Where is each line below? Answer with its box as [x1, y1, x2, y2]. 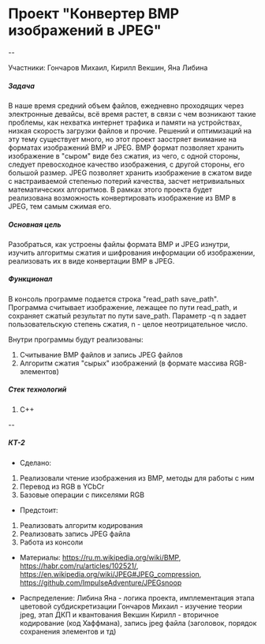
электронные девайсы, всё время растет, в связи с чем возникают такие [8, 109, 256, 118]
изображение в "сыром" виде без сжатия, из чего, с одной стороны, [8, 151, 241, 160]
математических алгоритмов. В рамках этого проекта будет [8, 185, 213, 194]
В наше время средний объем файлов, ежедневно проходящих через [8, 100, 244, 110]
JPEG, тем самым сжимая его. [8, 201, 112, 211]
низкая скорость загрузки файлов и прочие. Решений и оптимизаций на [8, 125, 252, 135]
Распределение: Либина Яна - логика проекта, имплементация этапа [19, 593, 255, 602]
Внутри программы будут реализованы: [8, 335, 144, 344]
